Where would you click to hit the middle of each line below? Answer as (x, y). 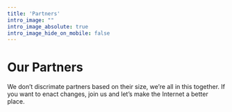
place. (16, 102)
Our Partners (45, 67)
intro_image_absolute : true (48, 26)
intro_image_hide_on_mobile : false (59, 33)
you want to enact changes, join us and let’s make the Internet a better (108, 94)
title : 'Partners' (34, 14)
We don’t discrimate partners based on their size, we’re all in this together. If (116, 87)
